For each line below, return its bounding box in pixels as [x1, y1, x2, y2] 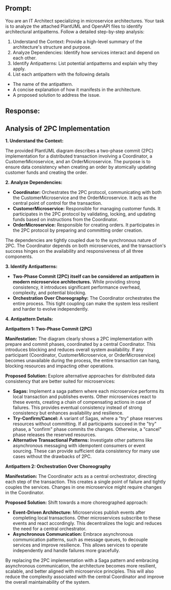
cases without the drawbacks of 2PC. [12, 453, 92, 460]
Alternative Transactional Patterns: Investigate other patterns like [12, 437, 153, 443]
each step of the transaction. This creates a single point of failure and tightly [5, 478, 166, 485]
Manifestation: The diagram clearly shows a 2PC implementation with [5, 336, 153, 342]
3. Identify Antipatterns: [5, 264, 58, 270]
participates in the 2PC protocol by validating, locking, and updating [12, 211, 156, 217]
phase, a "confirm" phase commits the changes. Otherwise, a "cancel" [12, 426, 162, 432]
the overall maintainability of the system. [5, 579, 90, 585]
